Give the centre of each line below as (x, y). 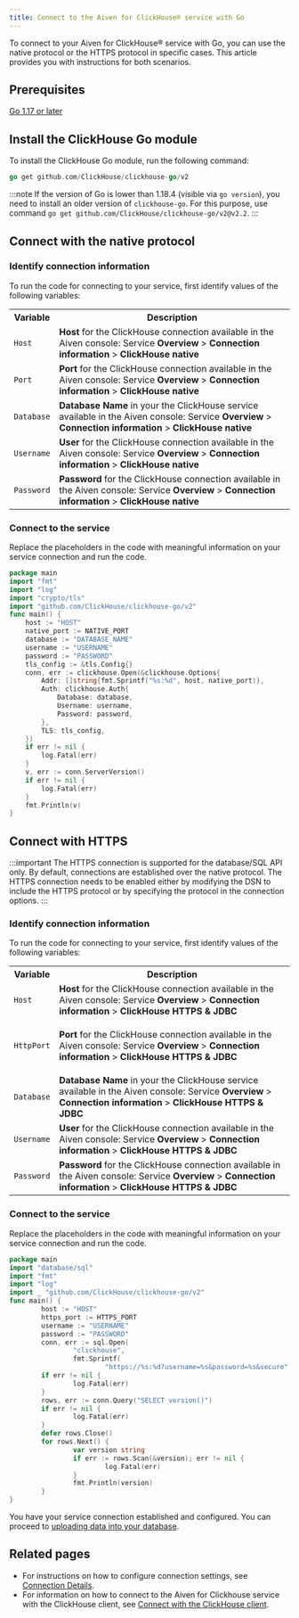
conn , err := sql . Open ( (85, 1343)
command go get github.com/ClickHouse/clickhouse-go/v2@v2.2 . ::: (134, 213)
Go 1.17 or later (36, 111)
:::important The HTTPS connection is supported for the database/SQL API (146, 863)
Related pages (50, 1554)
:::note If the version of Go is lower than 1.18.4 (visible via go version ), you (145, 194)
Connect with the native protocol (102, 241)
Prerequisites (47, 90)
